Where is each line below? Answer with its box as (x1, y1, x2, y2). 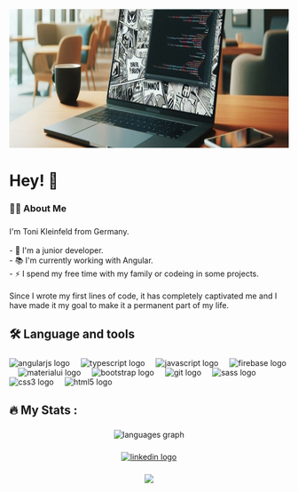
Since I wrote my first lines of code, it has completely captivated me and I (9, 290, 278, 301)
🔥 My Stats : (9, 402, 78, 417)
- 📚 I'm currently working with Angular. (9, 255, 153, 266)
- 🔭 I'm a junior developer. (9, 245, 104, 256)
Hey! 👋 (9, 171, 59, 191)
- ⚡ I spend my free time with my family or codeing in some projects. (9, 268, 260, 279)
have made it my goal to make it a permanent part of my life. (9, 300, 229, 311)
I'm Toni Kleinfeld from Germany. (9, 226, 129, 237)
